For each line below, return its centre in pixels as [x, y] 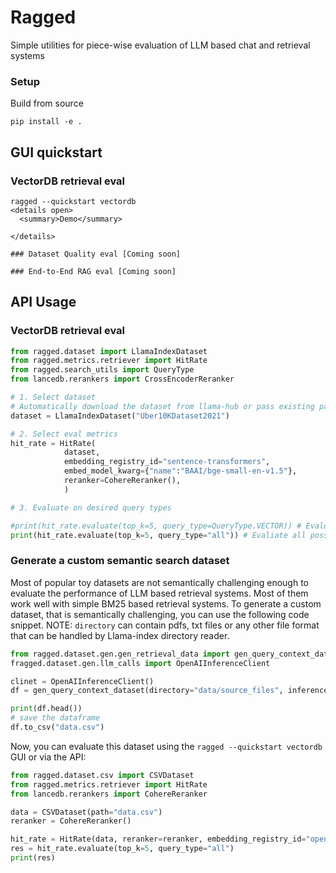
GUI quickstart [56, 152]
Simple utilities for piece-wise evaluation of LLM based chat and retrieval [160, 45]
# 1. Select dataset [53, 397]
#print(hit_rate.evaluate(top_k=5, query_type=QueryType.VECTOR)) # [156, 526]
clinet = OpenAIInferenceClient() [82, 681]
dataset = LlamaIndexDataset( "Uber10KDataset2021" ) [120, 416]
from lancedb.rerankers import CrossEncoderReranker [122, 379]
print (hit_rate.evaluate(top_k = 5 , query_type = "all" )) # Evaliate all [158, 535]
